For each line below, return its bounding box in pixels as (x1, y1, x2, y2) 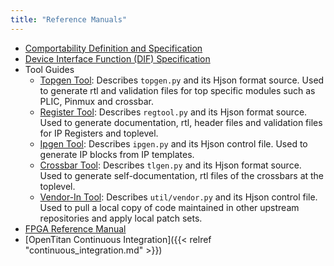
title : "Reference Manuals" (10, 14, 128, 25)
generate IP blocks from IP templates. (39, 148, 195, 160)
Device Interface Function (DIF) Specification (24, 52, 211, 65)
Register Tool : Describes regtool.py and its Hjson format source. (39, 106, 308, 118)
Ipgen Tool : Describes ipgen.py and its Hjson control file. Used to (39, 137, 308, 150)
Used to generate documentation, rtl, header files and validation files (39, 116, 323, 128)
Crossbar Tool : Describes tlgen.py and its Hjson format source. (39, 159, 302, 171)
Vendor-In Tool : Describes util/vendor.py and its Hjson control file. (39, 191, 318, 203)
